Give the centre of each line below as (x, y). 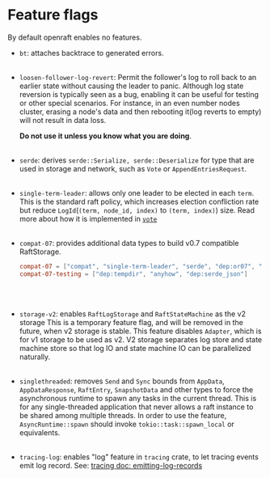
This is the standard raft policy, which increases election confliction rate (139, 201)
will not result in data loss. (63, 120)
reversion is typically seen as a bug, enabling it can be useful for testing (139, 94)
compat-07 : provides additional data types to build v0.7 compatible (129, 243)
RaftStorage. (40, 252)
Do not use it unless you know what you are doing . (105, 136)
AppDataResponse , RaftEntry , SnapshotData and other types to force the (136, 389)
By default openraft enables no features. (75, 37)
